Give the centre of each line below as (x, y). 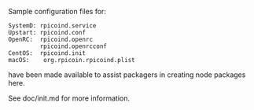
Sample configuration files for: (57, 11)
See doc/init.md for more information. (69, 98)
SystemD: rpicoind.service (52, 26)
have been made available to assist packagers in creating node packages (127, 75)
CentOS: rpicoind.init (47, 53)
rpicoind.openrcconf (74, 46)
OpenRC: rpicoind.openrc (50, 39)
